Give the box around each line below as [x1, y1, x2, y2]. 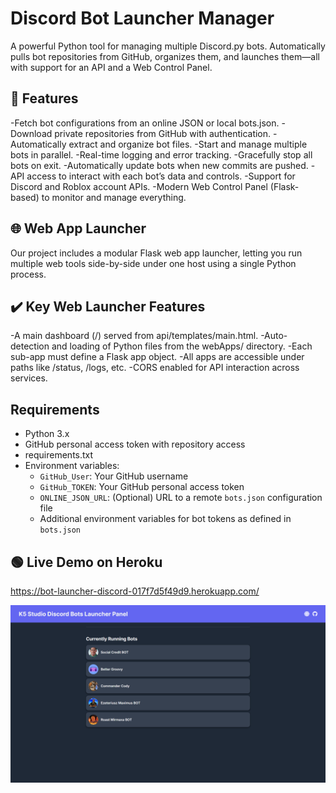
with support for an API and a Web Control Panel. [10, 61, 213, 73]
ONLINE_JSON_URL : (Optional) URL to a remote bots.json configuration [39, 492, 323, 504]
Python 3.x [24, 428, 70, 440]
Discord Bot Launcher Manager [10, 7, 275, 30]
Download [10, 127, 53, 139]
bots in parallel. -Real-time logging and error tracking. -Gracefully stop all [10, 148, 313, 161]
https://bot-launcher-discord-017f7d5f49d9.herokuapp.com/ [10, 585, 260, 597]
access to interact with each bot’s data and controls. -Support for [26, 170, 296, 182]
